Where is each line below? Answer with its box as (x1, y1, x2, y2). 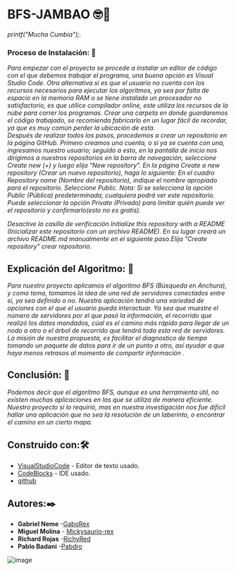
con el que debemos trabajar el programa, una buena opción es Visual (7, 71, 213, 80)
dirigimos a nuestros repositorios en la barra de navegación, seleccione (7, 154, 217, 162)
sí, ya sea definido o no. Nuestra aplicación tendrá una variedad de (7, 296, 204, 305)
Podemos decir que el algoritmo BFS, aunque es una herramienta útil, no (7, 388, 219, 396)
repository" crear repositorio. (7, 242, 92, 251)
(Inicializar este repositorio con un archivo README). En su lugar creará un (7, 227, 226, 235)
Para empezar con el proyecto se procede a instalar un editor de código (7, 63, 217, 73)
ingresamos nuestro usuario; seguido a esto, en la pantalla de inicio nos (7, 146, 218, 154)
